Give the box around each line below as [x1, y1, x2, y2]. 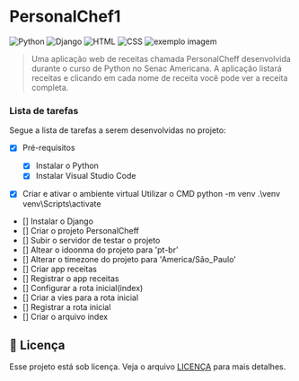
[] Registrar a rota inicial [22, 302, 111, 313]
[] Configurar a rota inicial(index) [22, 283, 144, 294]
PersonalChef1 [9, 6, 121, 27]
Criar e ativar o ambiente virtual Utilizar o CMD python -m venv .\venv [22, 189, 281, 199]
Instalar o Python [35, 160, 99, 172]
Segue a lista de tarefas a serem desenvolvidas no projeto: [9, 125, 226, 136]
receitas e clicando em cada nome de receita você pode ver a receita [31, 72, 288, 83]
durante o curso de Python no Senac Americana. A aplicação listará [31, 63, 283, 74]
